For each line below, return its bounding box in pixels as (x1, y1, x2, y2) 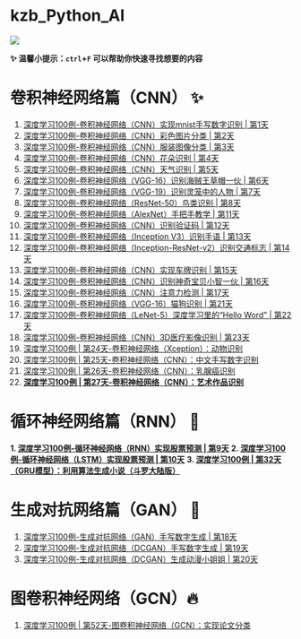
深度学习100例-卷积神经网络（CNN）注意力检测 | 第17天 (22, 287, 230, 298)
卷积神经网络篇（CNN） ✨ (10, 88, 204, 108)
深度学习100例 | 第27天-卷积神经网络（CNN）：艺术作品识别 (22, 376, 245, 387)
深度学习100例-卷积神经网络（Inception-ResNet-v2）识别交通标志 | (22, 242, 272, 253)
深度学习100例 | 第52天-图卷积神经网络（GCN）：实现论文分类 (22, 619, 252, 630)
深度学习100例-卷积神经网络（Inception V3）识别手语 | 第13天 (22, 230, 252, 242)
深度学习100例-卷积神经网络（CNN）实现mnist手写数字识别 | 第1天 (22, 118, 270, 130)
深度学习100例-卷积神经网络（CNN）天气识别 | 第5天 (22, 163, 219, 175)
